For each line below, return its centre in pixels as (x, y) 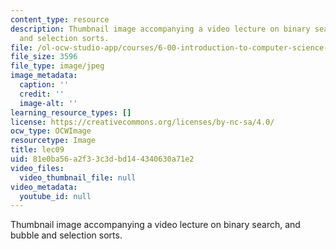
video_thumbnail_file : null (78, 177)
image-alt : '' (48, 103)
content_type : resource (60, 19)
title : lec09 (37, 150)
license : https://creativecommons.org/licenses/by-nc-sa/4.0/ (142, 122)
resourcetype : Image (53, 141)
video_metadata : (44, 187)
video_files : (37, 168)
